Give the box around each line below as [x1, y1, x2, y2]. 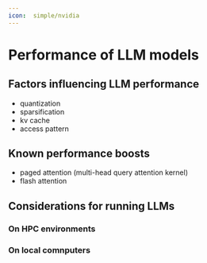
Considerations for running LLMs [8, 199, 175, 213]
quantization [19, 99, 61, 108]
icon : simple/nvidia [8, 11, 80, 20]
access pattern [19, 124, 70, 133]
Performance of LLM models [8, 45, 200, 64]
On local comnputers [8, 244, 91, 255]
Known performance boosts [8, 147, 151, 161]
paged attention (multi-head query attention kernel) [19, 168, 189, 177]
